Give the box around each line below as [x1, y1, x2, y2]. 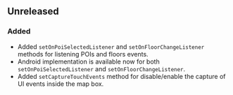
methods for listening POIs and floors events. [17, 50, 149, 58]
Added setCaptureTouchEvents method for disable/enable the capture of [17, 72, 226, 80]
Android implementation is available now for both [17, 57, 160, 66]
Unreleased [7, 6, 60, 17]
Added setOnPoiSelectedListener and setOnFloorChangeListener [17, 42, 205, 51]
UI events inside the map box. [17, 80, 104, 88]
